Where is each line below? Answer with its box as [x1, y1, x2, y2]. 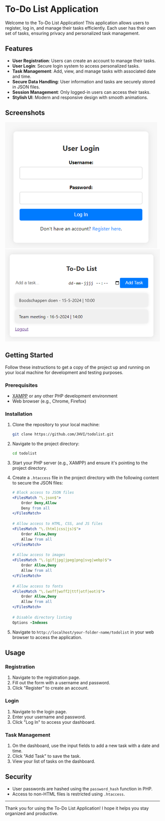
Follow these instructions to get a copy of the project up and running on [5, 364, 150, 370]
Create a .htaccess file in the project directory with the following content [12, 475, 159, 481]
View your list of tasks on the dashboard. [12, 758, 96, 764]
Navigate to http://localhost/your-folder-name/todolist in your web [12, 629, 154, 635]
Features [5, 44, 33, 53]
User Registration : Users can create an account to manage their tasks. [12, 58, 156, 64]
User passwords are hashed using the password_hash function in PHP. [12, 785, 153, 791]
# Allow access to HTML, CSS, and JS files [12, 522, 103, 526]
